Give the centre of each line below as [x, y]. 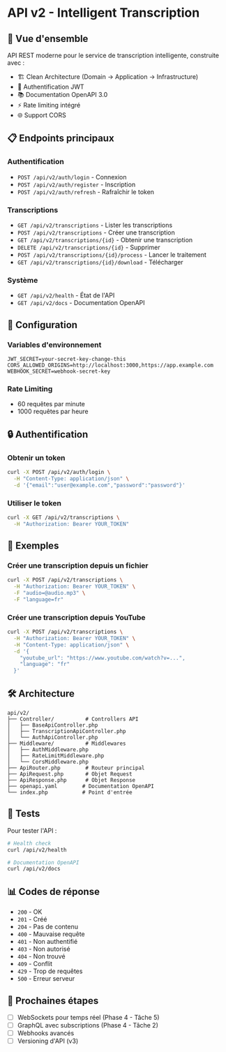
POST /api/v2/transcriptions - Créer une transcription [96, 232]
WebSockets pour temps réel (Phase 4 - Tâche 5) [88, 1017]
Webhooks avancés [46, 1033]
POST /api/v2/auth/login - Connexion [72, 177]
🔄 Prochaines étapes [53, 1001]
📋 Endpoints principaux [61, 139]
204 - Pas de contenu [48, 927]
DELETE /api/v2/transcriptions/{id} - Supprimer [89, 247]
